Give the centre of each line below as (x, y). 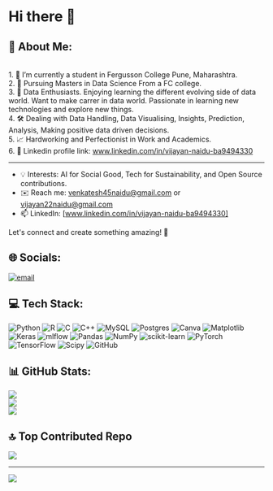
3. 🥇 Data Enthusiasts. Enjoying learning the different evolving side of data (132, 92)
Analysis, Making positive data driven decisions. (89, 130)
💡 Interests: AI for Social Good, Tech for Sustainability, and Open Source (141, 174)
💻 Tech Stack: (46, 304)
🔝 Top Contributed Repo (70, 436)
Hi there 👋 (42, 17)
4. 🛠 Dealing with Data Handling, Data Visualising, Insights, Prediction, (127, 118)
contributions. (43, 183)
